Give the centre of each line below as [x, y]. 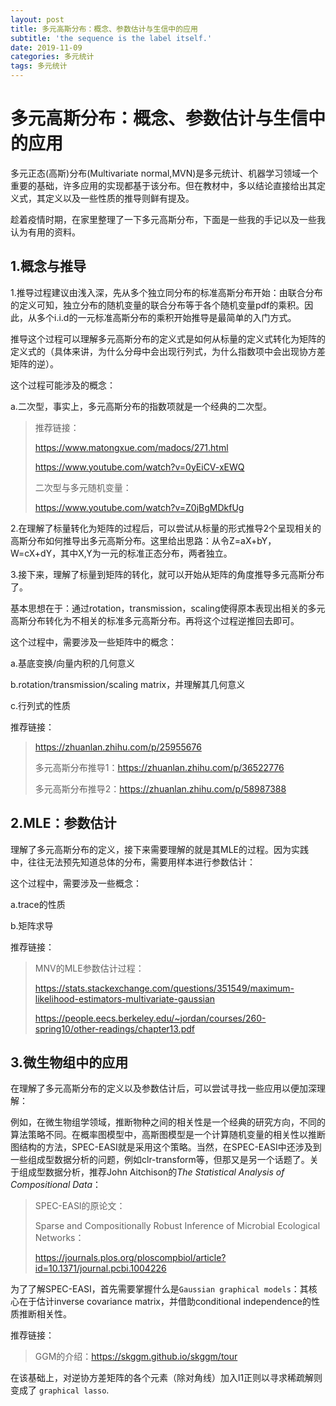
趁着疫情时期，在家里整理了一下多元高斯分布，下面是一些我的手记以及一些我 [168, 219]
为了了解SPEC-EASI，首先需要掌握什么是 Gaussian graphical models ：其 [159, 1289]
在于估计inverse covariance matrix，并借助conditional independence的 [165, 1302]
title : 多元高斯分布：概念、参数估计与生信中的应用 [104, 29]
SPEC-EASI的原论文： [80, 1206]
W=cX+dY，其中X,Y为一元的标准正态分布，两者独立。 [121, 553]
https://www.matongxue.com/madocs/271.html [131, 447]
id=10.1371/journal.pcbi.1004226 [100, 1268]
